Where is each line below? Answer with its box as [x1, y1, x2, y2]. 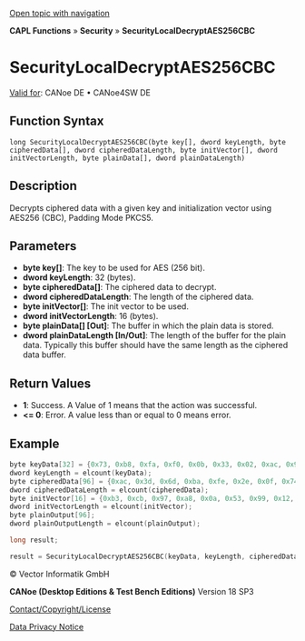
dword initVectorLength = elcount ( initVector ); [9, 502, 193, 512]
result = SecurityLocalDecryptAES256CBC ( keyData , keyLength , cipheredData [9, 552, 299, 561]
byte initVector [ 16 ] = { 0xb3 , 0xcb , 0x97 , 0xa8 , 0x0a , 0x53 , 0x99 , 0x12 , [9, 494, 295, 503]
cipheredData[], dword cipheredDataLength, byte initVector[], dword [9, 145, 279, 155]
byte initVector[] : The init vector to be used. [22, 301, 189, 312]
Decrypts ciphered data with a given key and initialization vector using [9, 202, 272, 213]
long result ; [9, 536, 59, 545]
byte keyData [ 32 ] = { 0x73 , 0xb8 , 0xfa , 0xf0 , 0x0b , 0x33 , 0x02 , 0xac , [9, 460, 282, 469]
